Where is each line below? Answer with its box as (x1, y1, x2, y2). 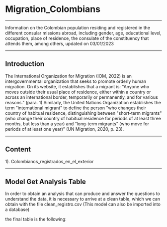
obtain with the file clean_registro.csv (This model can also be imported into (5, 201, 161, 208)
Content (5, 145, 31, 154)
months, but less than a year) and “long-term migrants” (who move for (5, 121, 150, 127)
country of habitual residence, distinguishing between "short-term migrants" (5, 110, 162, 116)
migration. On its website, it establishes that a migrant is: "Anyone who (5, 83, 150, 89)
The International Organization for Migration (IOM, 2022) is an (5, 73, 132, 79)
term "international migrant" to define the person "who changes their (5, 105, 147, 111)
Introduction (5, 60, 45, 68)
